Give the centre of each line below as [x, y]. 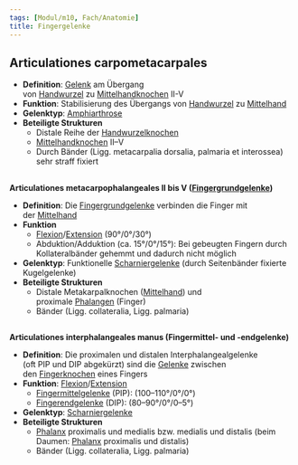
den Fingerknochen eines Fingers [85, 374]
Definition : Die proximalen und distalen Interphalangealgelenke [140, 355]
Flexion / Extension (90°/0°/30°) [93, 234]
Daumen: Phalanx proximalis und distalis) [112, 441]
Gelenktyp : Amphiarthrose [72, 113]
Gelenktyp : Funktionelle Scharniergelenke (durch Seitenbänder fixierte [154, 262]
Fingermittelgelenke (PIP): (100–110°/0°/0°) [116, 394]
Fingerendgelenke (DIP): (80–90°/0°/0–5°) [115, 403]
